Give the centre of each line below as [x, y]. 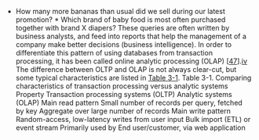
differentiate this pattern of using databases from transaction [114, 53]
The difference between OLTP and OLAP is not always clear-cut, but [126, 69]
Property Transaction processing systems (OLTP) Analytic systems [124, 94]
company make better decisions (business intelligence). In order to [124, 45]
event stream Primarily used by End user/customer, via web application [130, 127]
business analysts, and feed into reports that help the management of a [131, 36]
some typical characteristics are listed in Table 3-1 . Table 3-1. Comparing [133, 78]
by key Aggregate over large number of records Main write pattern [123, 111]
